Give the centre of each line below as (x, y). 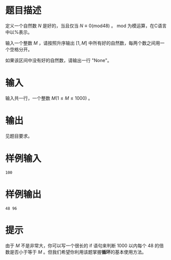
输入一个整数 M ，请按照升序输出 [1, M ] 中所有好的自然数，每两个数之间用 (83, 43)
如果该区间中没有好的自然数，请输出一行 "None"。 (59, 60)
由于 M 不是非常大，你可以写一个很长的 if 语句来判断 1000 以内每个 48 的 (82, 245)
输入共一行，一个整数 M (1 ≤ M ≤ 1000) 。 (49, 98)
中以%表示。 (19, 32)
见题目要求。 (19, 136)
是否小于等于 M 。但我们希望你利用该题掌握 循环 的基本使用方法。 (78, 252)
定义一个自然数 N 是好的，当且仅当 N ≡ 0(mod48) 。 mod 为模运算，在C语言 (86, 26)
